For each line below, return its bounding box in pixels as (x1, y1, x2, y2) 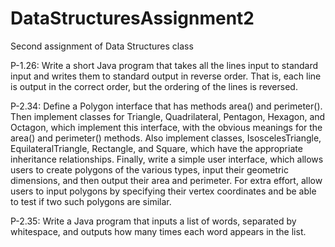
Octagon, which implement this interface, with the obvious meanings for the (10, 121, 323, 133)
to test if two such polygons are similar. (10, 195, 172, 207)
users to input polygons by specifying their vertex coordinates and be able (10, 185, 317, 197)
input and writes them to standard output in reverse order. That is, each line (10, 70, 322, 82)
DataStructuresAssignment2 (10, 7, 255, 30)
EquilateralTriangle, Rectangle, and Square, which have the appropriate (10, 142, 303, 154)
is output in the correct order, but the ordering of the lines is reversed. (10, 80, 298, 92)
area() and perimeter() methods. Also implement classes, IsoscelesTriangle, (10, 132, 322, 144)
